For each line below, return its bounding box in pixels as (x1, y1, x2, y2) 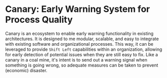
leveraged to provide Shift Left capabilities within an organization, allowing (5, 46, 162, 52)
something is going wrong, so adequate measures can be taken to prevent (5, 62, 158, 68)
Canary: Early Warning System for (5, 3, 150, 15)
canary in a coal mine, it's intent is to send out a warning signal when (5, 57, 147, 63)
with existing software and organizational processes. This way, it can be (5, 41, 153, 47)
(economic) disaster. (5, 67, 47, 73)
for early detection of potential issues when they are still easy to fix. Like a (5, 51, 158, 58)
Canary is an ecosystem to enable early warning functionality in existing (5, 30, 153, 36)
